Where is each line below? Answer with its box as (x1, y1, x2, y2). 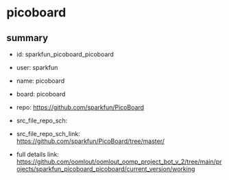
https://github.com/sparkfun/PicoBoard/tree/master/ (16, 137, 165, 145)
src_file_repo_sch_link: (16, 130, 80, 138)
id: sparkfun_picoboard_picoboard (16, 50, 114, 58)
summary (6, 32, 49, 44)
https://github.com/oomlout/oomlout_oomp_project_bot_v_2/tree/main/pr (16, 157, 222, 166)
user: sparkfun (16, 64, 58, 71)
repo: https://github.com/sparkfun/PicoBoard (16, 103, 145, 111)
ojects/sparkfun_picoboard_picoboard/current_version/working (16, 165, 195, 172)
